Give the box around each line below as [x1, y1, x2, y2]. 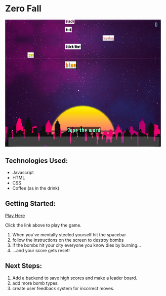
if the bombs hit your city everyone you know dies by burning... [12, 242, 141, 248]
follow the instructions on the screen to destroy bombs [12, 237, 124, 243]
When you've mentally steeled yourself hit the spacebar [12, 231, 126, 237]
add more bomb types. [12, 280, 59, 286]
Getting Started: [5, 199, 56, 208]
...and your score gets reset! [12, 247, 70, 253]
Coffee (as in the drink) [12, 185, 60, 191]
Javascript [12, 170, 34, 176]
